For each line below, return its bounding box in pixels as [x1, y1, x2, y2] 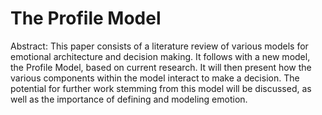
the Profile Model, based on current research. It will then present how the [10, 61, 312, 73]
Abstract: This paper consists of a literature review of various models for [10, 40, 309, 52]
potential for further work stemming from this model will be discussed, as [10, 82, 312, 94]
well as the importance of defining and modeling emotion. [10, 93, 248, 105]
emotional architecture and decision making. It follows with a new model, [10, 50, 311, 62]
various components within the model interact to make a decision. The [10, 72, 300, 84]
